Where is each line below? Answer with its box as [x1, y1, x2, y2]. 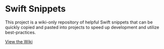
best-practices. [5, 29, 36, 35]
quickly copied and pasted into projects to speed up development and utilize [5, 24, 160, 30]
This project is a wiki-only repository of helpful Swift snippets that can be [5, 19, 153, 25]
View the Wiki [5, 38, 33, 44]
